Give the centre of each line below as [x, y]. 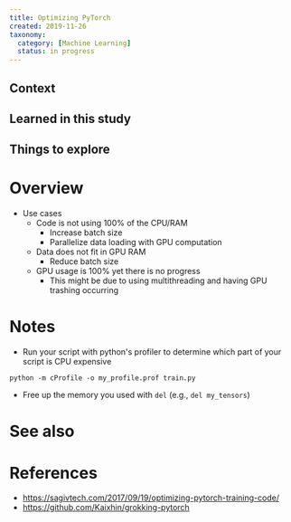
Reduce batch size [84, 261]
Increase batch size [86, 233]
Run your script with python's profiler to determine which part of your [152, 352]
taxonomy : [28, 34]
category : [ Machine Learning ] [74, 43]
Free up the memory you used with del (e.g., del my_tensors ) [136, 395]
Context [33, 88]
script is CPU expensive [67, 362]
